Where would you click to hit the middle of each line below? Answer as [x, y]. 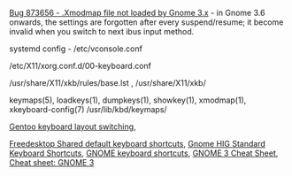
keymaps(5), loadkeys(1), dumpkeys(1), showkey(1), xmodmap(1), [128, 100]
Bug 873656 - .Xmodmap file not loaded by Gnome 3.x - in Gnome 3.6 [137, 13]
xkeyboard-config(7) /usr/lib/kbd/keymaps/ [88, 109]
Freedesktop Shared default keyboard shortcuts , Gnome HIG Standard [137, 144]
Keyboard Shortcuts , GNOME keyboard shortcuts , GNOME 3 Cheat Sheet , [144, 153]
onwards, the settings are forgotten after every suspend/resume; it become [146, 22]
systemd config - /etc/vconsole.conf [76, 49]
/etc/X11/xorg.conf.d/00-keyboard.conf [81, 66]
